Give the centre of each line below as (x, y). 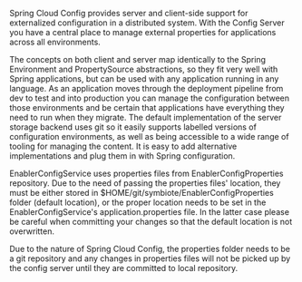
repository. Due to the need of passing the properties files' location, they (145, 183)
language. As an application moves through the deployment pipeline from (146, 88)
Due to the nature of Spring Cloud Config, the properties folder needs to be (150, 249)
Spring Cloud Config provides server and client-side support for (129, 13)
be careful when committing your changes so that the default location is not (151, 222)
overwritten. (32, 231)
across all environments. (55, 42)
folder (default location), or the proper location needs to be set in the (138, 202)
